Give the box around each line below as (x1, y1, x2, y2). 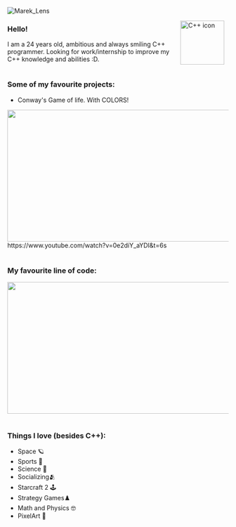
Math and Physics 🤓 (17, 503, 76, 512)
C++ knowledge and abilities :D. (7, 55, 100, 63)
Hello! (7, 24, 28, 34)
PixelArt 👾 (17, 512, 46, 520)
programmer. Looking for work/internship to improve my (7, 48, 170, 56)
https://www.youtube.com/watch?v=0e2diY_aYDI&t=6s (7, 241, 167, 249)
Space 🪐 (17, 447, 44, 455)
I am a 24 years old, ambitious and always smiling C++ (7, 40, 166, 48)
